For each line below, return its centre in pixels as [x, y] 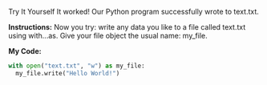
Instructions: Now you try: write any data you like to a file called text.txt [127, 27]
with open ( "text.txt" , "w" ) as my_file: [77, 66]
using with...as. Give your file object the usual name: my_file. [108, 36]
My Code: [25, 51]
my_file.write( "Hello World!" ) [68, 73]
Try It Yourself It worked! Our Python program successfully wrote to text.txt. [133, 12]
